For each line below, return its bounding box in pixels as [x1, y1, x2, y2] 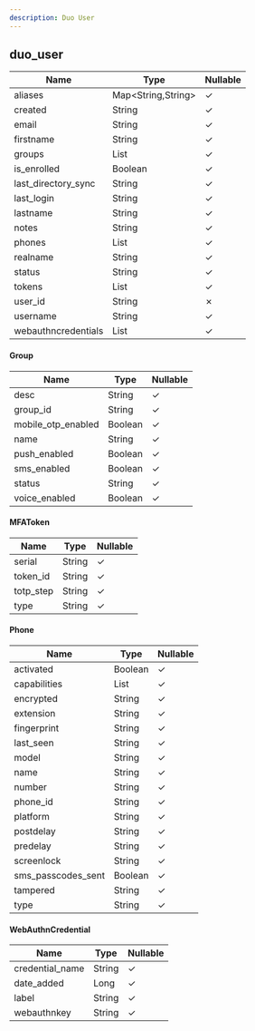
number [14, 781, 48, 793]
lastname [14, 207, 53, 219]
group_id [14, 403, 52, 415]
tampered [14, 884, 56, 897]
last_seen [14, 736, 54, 749]
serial [14, 555, 38, 568]
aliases [14, 89, 43, 102]
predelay [14, 840, 52, 852]
